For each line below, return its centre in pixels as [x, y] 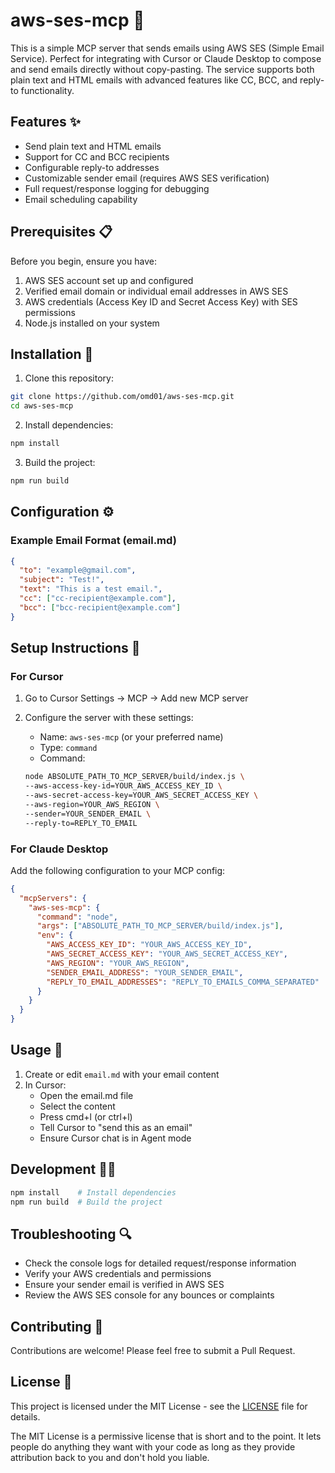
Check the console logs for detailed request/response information [160, 1263]
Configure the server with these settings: [109, 718]
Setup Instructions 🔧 [75, 648]
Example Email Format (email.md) [93, 541]
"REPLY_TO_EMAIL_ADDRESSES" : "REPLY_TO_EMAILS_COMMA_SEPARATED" [183, 982]
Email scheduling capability [81, 199]
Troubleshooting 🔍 [71, 1234]
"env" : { [55, 935]
